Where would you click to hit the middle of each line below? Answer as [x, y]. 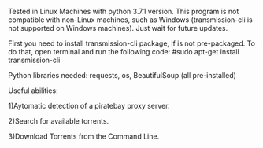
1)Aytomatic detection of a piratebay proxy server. [89, 106]
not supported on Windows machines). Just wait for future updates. [118, 28]
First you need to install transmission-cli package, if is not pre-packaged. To [132, 43]
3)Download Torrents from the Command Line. [84, 136]
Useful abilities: [33, 91]
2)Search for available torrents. [59, 121]
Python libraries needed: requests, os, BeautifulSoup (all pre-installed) [122, 75]
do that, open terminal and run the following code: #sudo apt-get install [124, 52]
